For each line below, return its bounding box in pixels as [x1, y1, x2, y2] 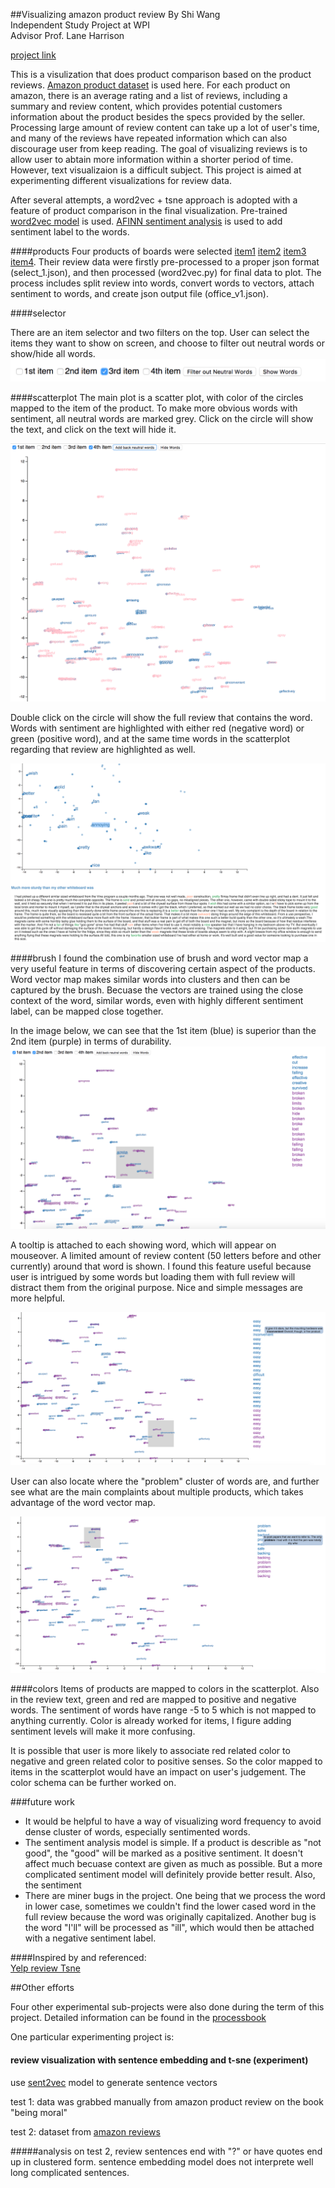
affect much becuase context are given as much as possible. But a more [24, 1858, 323, 1870]
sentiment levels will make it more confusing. [10, 1725, 196, 1738]
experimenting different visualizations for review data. [10, 175, 232, 186]
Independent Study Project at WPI [10, 19, 150, 31]
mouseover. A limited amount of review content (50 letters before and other [10, 1250, 322, 1262]
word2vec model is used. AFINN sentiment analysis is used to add [10, 215, 283, 227]
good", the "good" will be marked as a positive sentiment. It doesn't [24, 1847, 304, 1859]
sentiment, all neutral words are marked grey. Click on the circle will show [10, 413, 314, 425]
